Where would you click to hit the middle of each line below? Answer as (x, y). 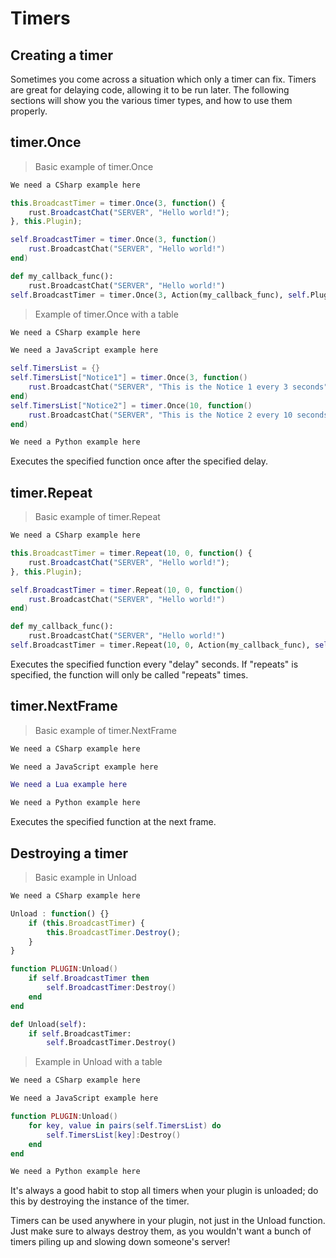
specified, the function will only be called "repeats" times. (129, 674)
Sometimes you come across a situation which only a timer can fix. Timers (163, 79)
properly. (29, 111)
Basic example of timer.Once (94, 166)
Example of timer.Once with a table (106, 314)
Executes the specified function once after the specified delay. (139, 461)
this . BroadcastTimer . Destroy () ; (114, 932)
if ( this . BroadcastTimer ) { (86, 923)
